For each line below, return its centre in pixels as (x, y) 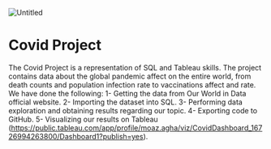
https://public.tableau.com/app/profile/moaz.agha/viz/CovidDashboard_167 (137, 128)
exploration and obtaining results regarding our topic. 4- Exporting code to (133, 110)
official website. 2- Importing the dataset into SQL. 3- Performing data (126, 102)
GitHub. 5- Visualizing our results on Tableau (83, 119)
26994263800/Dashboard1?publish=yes (76, 136)
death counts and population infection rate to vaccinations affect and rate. (132, 84)
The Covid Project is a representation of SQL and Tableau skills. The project (135, 67)
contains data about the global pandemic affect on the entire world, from (130, 76)
